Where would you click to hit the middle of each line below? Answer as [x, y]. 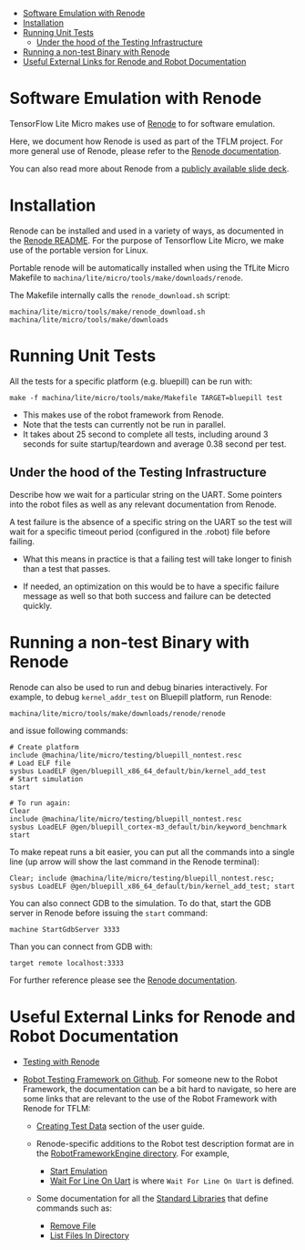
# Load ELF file [40, 763]
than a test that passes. [66, 568]
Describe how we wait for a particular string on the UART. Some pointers [146, 494]
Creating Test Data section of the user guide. [120, 1126]
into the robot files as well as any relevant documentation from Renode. [143, 504]
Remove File [73, 1225]
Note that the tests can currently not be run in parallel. [124, 424]
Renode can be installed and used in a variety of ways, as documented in [147, 231]
